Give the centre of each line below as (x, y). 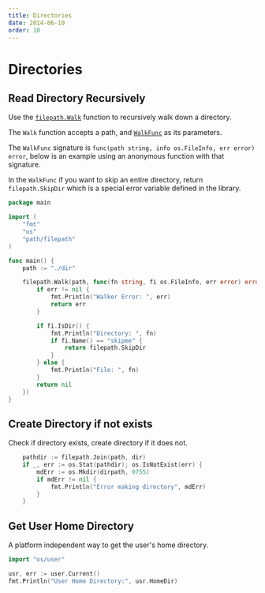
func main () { (32, 261)
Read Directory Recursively (77, 98)
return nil (54, 385)
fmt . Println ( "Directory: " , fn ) (103, 333)
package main (30, 203)
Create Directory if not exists (80, 424)
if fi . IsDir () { (63, 326)
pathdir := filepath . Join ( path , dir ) (84, 458)
